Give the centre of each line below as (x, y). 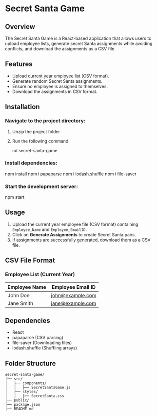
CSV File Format (30, 261)
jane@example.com (74, 303)
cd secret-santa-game (35, 150)
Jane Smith (20, 303)
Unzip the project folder (36, 131)
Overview (20, 27)
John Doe (19, 295)
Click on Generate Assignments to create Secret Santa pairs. (74, 234)
